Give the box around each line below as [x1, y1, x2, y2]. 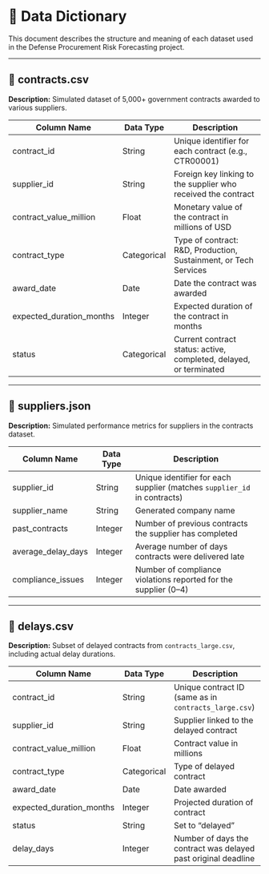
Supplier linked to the [173, 715, 254, 726]
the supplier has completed [134, 528, 238, 539]
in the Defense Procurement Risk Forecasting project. [8, 42, 185, 51]
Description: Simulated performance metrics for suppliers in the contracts [8, 421, 254, 430]
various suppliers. [8, 103, 67, 112]
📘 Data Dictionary [8, 7, 127, 26]
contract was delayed [173, 843, 255, 854]
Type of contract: [173, 234, 239, 245]
